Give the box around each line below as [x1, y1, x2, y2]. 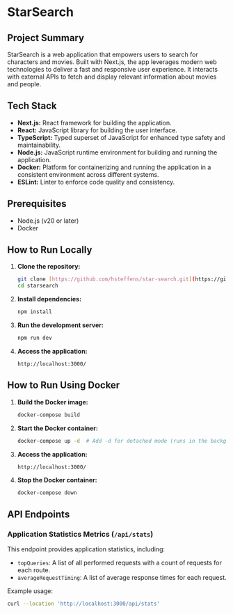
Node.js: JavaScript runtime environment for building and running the [17, 148, 218, 157]
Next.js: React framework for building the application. [17, 118, 172, 127]
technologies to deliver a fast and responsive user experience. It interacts [7, 65, 218, 73]
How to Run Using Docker [7, 379, 120, 391]
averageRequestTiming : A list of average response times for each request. [17, 574, 227, 582]
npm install [17, 308, 52, 315]
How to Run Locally [7, 244, 93, 256]
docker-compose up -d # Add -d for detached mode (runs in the [17, 437, 208, 444]
